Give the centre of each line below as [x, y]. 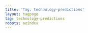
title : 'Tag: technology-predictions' [45, 9]
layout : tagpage [22, 14]
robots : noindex [22, 23]
